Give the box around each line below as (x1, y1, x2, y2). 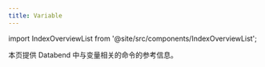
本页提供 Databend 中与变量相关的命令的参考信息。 (8, 49, 178, 60)
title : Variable (8, 11, 62, 20)
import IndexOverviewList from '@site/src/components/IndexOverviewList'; (8, 33, 258, 43)
